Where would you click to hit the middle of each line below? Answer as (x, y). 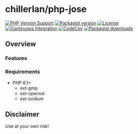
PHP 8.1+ (22, 82)
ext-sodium (32, 98)
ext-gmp (29, 88)
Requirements (23, 72)
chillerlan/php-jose (46, 9)
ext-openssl (32, 93)
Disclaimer (22, 114)
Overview (21, 44)
